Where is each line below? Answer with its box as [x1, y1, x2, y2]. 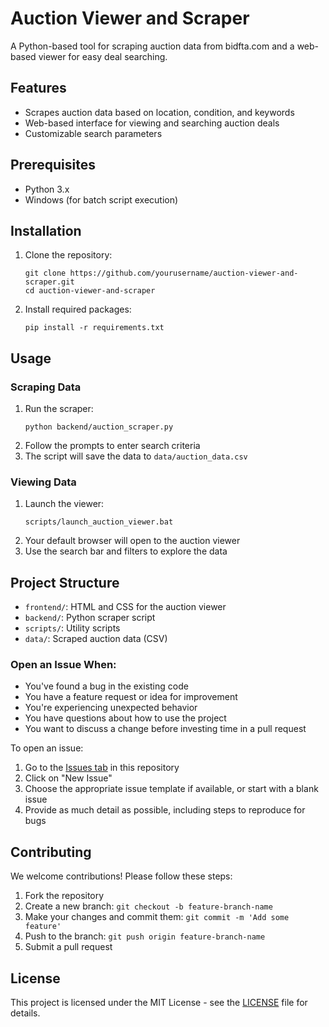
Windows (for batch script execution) [24, 193, 179, 206]
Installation [10, 222, 82, 239]
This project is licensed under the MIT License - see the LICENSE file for [10, 997, 308, 1009]
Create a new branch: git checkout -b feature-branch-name [24, 900, 273, 912]
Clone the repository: [24, 249, 113, 261]
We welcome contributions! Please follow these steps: [10, 870, 233, 882]
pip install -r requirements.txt [24, 323, 165, 333]
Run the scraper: [24, 403, 94, 415]
